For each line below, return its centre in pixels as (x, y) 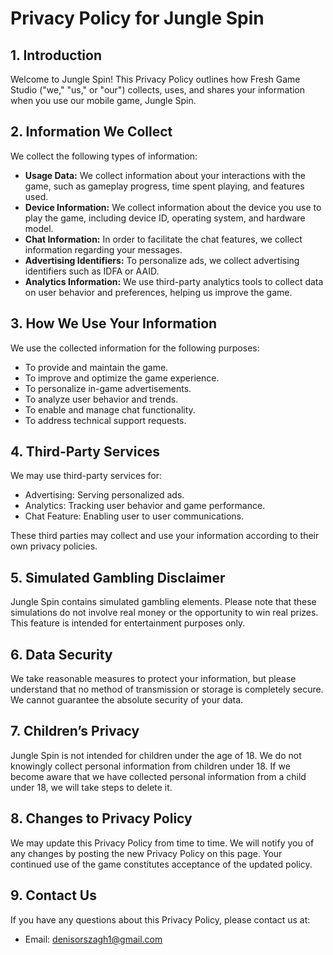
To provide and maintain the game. (96, 367)
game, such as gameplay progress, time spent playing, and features (164, 186)
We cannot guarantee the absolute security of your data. (127, 700)
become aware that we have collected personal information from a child (158, 776)
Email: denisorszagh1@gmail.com (93, 939)
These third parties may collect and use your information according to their (165, 536)
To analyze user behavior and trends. (101, 399)
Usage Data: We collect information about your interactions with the (165, 175)
